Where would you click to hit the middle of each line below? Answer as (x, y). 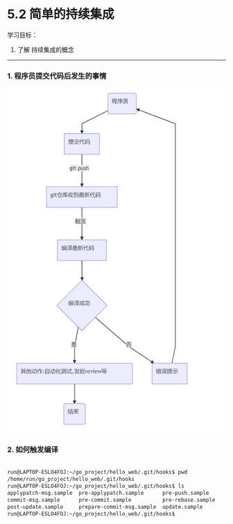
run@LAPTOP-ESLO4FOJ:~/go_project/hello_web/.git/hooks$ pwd (97, 473)
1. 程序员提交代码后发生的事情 (57, 76)
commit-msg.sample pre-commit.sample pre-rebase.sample (111, 500)
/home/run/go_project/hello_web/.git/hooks (71, 479)
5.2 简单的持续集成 (61, 14)
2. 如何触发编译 (33, 450)
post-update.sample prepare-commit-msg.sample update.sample (105, 507)
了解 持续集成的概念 (45, 49)
